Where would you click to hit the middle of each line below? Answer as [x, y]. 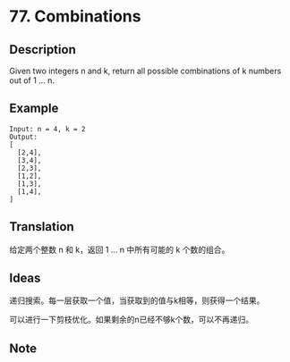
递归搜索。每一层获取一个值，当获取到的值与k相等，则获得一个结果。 [137, 300]
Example [34, 109]
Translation [42, 227]
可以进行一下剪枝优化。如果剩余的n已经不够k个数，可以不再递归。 [131, 320]
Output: [24, 137]
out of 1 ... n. [32, 80]
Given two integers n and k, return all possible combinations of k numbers [145, 71]
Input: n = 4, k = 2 [48, 129]
